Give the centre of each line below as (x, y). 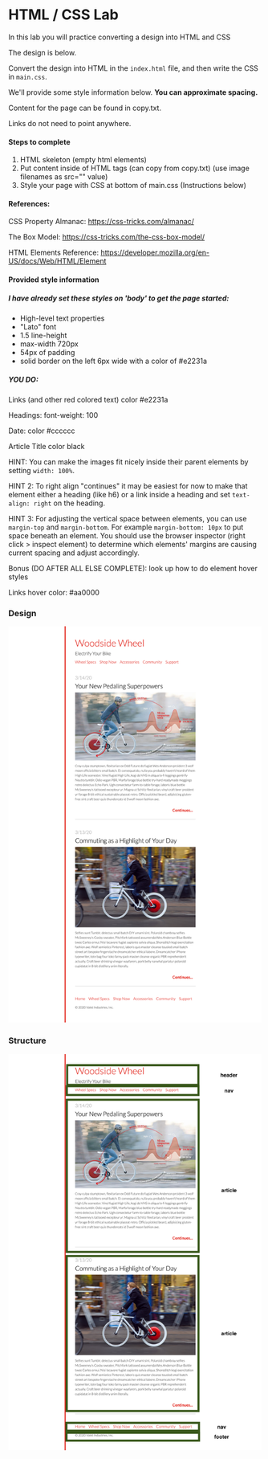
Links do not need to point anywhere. (70, 123)
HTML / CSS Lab (63, 15)
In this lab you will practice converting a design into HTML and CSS (120, 37)
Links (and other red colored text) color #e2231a (88, 399)
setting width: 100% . (41, 470)
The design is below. (43, 52)
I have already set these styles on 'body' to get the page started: (119, 298)
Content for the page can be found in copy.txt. (85, 108)
